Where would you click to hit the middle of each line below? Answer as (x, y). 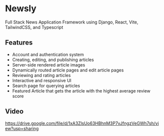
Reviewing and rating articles (41, 75)
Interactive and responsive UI (42, 80)
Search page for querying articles (46, 86)
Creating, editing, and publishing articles (53, 60)
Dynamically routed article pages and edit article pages (68, 70)
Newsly (21, 9)
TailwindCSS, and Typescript (34, 27)
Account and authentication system (48, 54)
